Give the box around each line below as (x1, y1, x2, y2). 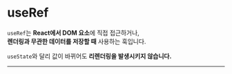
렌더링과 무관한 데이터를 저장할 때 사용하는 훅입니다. (7, 37, 146, 46)
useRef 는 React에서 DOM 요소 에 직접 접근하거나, (7, 28, 139, 37)
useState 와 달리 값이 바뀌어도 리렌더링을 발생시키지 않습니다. (7, 52, 172, 60)
